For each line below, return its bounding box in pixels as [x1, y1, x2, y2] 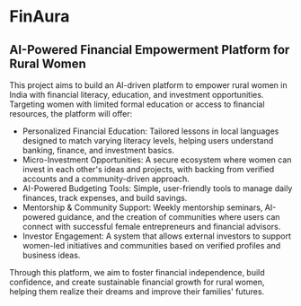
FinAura [9, 6, 70, 27]
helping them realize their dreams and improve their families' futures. [9, 286, 265, 297]
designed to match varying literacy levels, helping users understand [22, 136, 274, 145]
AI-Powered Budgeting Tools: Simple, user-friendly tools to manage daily [22, 183, 293, 194]
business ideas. [22, 249, 81, 260]
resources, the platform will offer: [9, 109, 133, 118]
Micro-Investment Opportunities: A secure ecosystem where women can [22, 154, 292, 165]
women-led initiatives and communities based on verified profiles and [22, 240, 281, 250]
